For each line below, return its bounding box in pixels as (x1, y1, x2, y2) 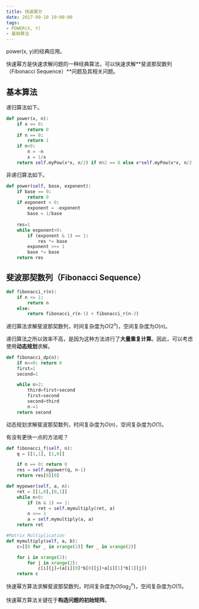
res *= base (37, 238, 68, 244)
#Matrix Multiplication (6, 532, 65, 539)
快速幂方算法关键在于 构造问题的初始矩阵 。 (6, 596, 110, 603)
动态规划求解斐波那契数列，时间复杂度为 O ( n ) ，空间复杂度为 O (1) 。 (6, 421, 167, 428)
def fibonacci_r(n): (6, 288, 57, 294)
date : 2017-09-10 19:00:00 (6, 14, 73, 20)
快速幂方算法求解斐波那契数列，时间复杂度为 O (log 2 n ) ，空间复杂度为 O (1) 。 (6, 582, 187, 591)
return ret (17, 522, 44, 528)
